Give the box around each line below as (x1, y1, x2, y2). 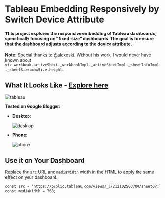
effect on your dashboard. (5, 174, 58, 180)
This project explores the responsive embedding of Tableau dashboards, (5, 31, 157, 36)
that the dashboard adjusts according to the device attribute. (5, 41, 132, 47)
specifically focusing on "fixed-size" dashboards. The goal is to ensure (5, 35, 154, 41)
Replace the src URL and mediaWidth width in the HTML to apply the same (5, 169, 155, 175)
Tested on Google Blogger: (5, 103, 61, 109)
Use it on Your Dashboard (5, 156, 85, 165)
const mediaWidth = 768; (5, 188, 56, 193)
